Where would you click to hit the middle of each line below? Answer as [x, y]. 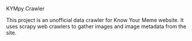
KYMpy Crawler [25, 9]
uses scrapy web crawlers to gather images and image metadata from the [96, 26]
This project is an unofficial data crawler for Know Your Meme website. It [95, 20]
